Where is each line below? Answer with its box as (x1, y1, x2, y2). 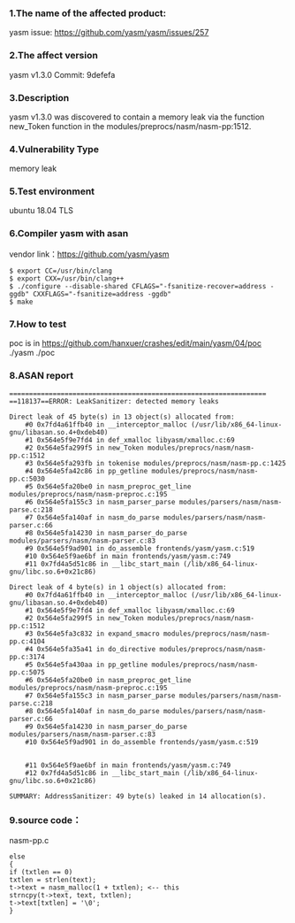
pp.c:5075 (9, 668, 46, 677)
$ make (9, 297, 34, 306)
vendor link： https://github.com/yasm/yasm (9, 249, 170, 259)
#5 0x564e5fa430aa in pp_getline (25, 660, 148, 670)
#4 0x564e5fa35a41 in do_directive (25, 645, 156, 654)
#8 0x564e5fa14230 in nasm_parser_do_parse (25, 529, 188, 538)
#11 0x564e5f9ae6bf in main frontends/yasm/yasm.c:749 (25, 761, 231, 770)
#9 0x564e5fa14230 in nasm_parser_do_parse (25, 722, 188, 732)
